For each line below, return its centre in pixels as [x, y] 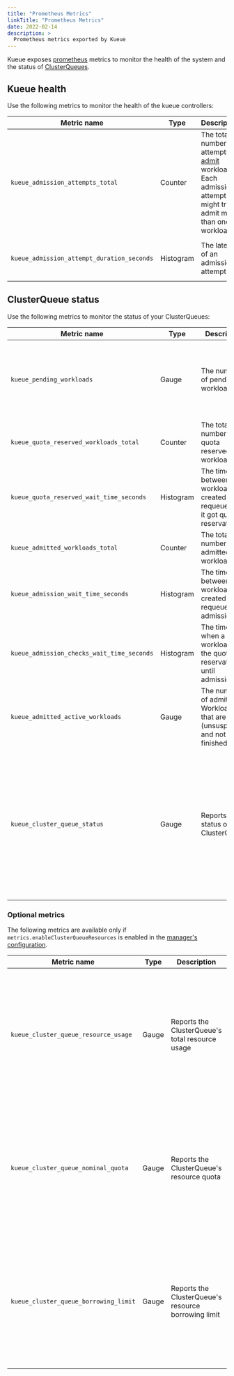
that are [213, 717]
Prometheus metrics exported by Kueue [70, 40]
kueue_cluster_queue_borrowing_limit [73, 1302]
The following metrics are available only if [67, 930]
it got [209, 515]
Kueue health [37, 89]
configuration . [27, 945]
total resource [193, 1039]
